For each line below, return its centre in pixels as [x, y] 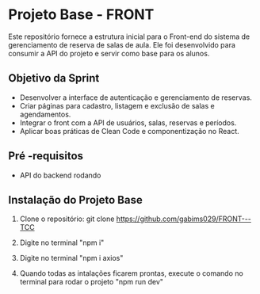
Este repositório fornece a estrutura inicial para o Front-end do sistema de [129, 36]
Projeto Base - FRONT [81, 15]
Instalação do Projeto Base [75, 200]
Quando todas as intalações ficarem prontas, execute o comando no [131, 273]
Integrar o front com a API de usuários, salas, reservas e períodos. [128, 122]
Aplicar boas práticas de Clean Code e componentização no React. [129, 131]
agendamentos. [45, 114]
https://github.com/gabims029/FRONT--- [184, 219]
